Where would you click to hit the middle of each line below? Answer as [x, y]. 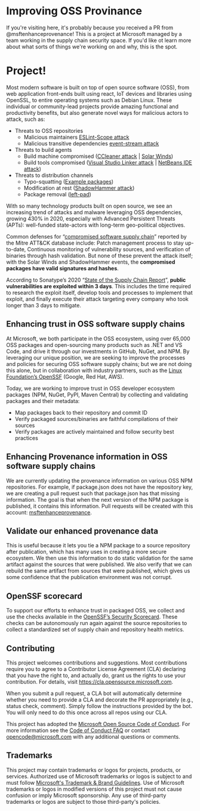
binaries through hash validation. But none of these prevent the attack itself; [99, 255]
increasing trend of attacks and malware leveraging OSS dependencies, [95, 212]
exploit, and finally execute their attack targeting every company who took [98, 299]
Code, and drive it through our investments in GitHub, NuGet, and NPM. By [98, 351]
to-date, [16, 249]
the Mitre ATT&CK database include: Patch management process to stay [95, 243]
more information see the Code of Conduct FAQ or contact [78, 730]
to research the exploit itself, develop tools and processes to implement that [99, 292]
